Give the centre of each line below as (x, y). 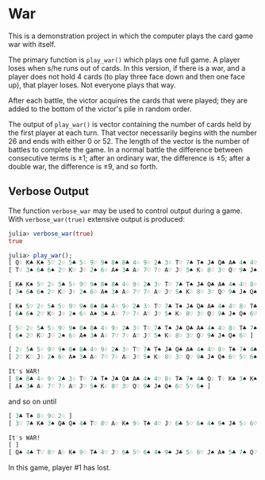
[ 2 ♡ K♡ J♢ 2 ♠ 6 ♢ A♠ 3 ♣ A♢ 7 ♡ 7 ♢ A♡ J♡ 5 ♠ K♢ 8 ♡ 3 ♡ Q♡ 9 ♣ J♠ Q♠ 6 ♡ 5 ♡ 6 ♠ (133, 357)
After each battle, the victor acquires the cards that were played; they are (128, 100)
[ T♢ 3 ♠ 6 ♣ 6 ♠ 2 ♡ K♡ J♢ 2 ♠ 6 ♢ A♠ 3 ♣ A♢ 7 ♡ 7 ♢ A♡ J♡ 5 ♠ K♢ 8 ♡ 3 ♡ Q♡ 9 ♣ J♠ (133, 270)
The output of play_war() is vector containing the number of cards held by (130, 124)
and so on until (33, 401)
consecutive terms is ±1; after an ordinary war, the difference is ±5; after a (129, 158)
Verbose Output (49, 192)
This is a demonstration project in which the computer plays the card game (131, 36)
